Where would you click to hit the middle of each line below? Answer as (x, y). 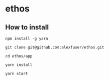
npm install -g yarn (27, 38)
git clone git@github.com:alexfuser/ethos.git (55, 47)
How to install (27, 27)
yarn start (17, 73)
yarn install (19, 65)
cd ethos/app (19, 56)
